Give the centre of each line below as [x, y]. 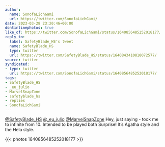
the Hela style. [20, 130]
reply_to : [15, 37]
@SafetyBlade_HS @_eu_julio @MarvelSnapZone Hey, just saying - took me [82, 119]
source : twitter [22, 60]
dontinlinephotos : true [29, 28]
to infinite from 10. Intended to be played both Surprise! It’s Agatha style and [82, 124]
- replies [15, 101]
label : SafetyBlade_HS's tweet [41, 42]
